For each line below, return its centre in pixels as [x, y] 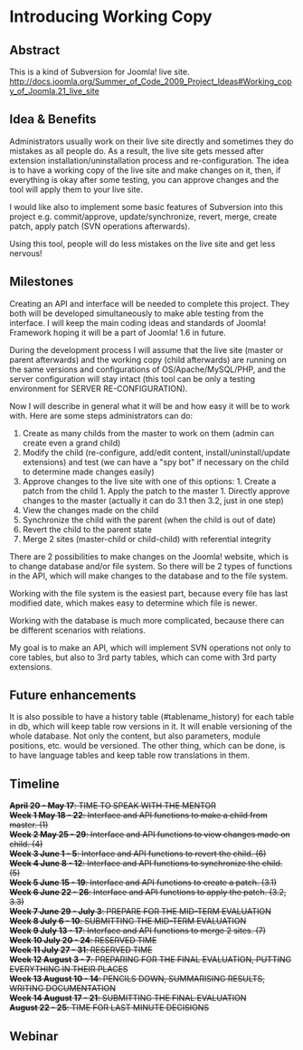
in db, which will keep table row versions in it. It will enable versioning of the [151, 727]
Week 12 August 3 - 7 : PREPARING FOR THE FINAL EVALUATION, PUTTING [151, 959]
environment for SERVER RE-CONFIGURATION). [99, 388]
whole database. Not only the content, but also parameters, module [135, 736]
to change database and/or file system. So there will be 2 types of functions [151, 566]
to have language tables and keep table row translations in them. [130, 755]
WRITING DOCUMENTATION [62, 988]
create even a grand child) [71, 443]
